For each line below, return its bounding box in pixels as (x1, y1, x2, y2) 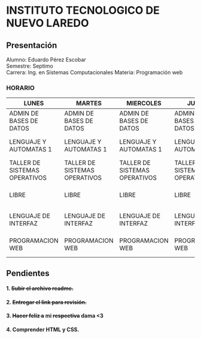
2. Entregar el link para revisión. (6, 298, 87, 305)
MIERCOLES (126, 99, 162, 108)
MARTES (75, 99, 102, 108)
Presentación (6, 40, 57, 50)
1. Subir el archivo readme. (6, 285, 74, 292)
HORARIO (6, 83, 35, 92)
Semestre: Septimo (6, 62, 54, 69)
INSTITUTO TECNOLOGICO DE (6, 4, 160, 17)
